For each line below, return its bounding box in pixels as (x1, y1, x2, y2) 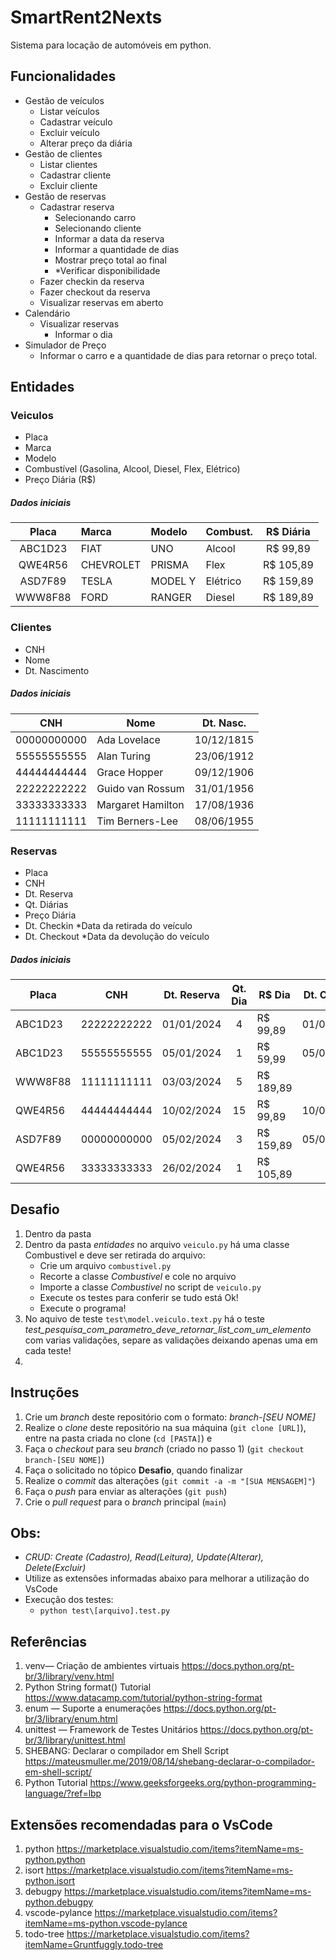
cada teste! (24, 1344, 72, 1356)
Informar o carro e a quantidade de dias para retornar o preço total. (39, 349, 318, 361)
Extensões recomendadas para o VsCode (10, 1816, 273, 1833)
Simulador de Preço (24, 339, 107, 351)
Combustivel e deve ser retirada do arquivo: (24, 1249, 206, 1261)
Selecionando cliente (54, 222, 142, 234)
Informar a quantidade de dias (54, 243, 180, 255)
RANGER (150, 591, 192, 605)
